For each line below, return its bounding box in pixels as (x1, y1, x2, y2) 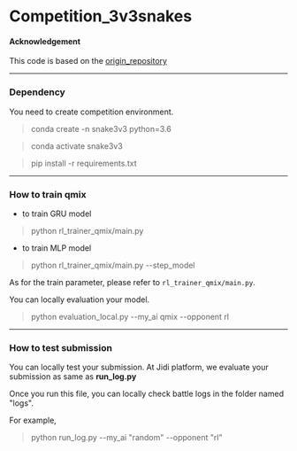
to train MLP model (21, 242, 92, 253)
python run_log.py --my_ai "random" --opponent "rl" (30, 432, 223, 443)
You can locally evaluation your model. (9, 294, 150, 305)
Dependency (9, 86, 66, 98)
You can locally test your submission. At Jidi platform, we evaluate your (9, 362, 269, 373)
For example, (9, 415, 57, 426)
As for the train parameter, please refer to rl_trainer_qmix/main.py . (9, 276, 256, 287)
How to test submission (9, 341, 113, 354)
